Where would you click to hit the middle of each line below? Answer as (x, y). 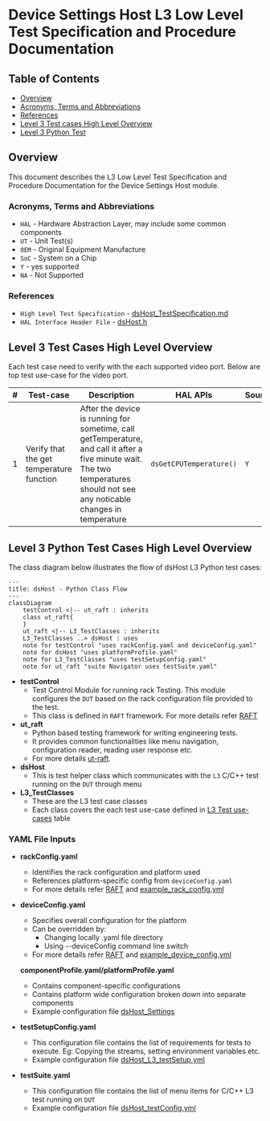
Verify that (45, 449)
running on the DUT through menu (87, 784)
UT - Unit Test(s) (47, 241)
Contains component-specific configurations (106, 986)
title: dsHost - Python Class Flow (68, 589)
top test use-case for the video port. (68, 375)
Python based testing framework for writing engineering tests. (135, 733)
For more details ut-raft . (71, 759)
